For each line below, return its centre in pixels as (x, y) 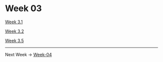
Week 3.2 (15, 31)
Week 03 (24, 8)
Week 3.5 (15, 40)
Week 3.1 (14, 22)
